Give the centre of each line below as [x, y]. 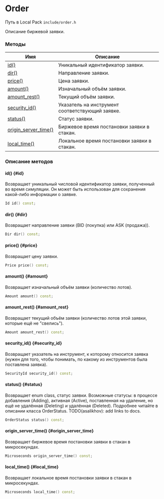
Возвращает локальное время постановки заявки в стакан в [68, 477]
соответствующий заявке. [89, 111]
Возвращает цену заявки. [32, 256]
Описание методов [29, 162]
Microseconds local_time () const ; [40, 492]
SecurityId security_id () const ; [39, 373]
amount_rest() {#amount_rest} [37, 307]
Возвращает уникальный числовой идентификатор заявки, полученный [80, 184]
